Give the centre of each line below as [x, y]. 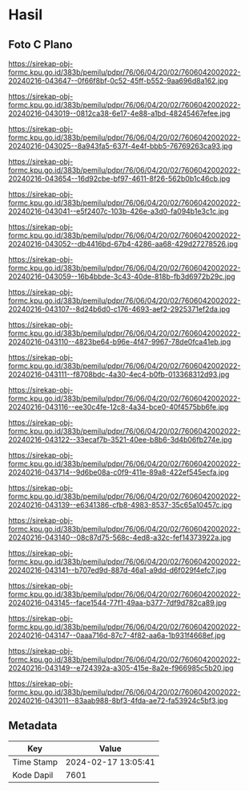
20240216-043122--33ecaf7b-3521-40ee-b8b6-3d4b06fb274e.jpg [120, 440]
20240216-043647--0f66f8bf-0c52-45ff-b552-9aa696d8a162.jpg [118, 81]
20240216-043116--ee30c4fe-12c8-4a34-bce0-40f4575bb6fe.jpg [118, 407]
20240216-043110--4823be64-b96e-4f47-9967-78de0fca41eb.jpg [120, 342]
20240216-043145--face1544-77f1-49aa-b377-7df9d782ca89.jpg [117, 603]
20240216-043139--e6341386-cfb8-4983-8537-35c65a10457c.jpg [120, 505]
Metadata [33, 726]
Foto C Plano [40, 45]
